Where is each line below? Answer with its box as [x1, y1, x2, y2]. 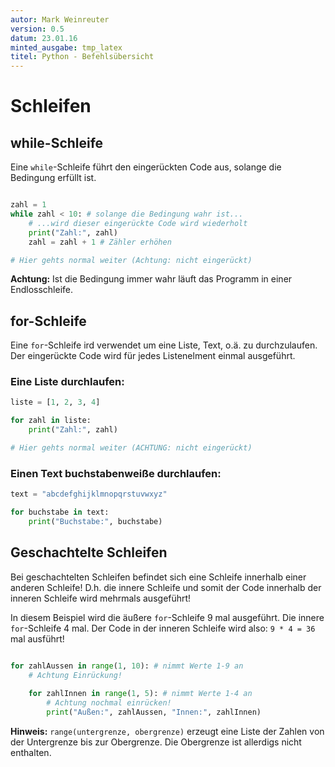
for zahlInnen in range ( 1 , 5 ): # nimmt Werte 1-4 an [28, 689, 253, 699]
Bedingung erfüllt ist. [10, 172, 97, 184]
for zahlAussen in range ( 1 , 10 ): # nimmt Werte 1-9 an [10, 661, 244, 671]
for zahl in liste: [10, 416, 92, 426]
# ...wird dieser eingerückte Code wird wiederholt [28, 218, 248, 228]
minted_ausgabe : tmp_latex [10, 42, 123, 53]
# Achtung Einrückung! [28, 670, 123, 680]
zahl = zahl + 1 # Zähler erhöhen [28, 237, 172, 247]
